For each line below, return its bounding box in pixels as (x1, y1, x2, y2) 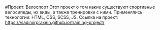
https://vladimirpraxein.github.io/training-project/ (5, 19, 105, 25)
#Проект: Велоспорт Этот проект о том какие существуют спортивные (5, 4, 155, 10)
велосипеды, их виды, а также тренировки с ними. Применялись (5, 9, 143, 15)
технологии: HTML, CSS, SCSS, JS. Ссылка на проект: (5, 15, 119, 20)
